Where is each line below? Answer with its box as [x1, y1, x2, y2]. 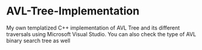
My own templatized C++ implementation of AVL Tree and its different [6, 24, 180, 31]
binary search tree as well [6, 37, 71, 44]
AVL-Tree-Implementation [6, 4, 140, 18]
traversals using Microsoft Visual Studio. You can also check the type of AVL [6, 30, 197, 37]
